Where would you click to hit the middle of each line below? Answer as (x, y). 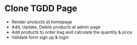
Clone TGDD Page (41, 8)
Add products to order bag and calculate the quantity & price (72, 32)
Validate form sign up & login (40, 37)
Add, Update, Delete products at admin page (56, 27)
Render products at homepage (42, 22)
